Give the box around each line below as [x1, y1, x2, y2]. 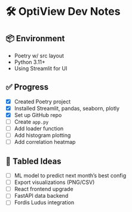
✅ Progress [5, 82, 49, 93]
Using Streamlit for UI [14, 65, 67, 72]
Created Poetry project [14, 98, 71, 105]
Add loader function [14, 125, 64, 132]
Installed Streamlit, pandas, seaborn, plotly [14, 105, 120, 112]
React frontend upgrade [14, 186, 73, 193]
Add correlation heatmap [14, 139, 76, 146]
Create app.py [14, 118, 49, 125]
